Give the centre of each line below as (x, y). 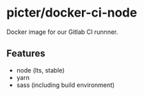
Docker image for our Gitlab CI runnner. (62, 32)
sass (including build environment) (65, 85)
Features (26, 54)
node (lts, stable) (40, 70)
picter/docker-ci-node (72, 13)
